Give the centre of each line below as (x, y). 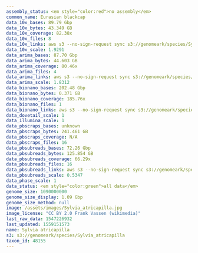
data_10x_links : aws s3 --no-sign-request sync (66, 45)
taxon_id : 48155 (26, 241)
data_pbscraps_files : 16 (37, 142)
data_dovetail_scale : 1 (35, 115)
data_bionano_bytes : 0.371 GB (43, 93)
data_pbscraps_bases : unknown (43, 126)
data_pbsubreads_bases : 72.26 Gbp (49, 148)
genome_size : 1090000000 (37, 191)
